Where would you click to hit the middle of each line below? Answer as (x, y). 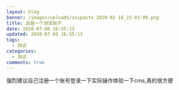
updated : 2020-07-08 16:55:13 (45, 34)
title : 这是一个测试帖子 (34, 23)
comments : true (26, 62)
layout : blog (23, 12)
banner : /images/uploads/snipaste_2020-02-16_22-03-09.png (83, 18)
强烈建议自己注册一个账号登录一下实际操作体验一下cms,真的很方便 (90, 80)
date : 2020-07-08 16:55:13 (40, 29)
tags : (13, 40)
